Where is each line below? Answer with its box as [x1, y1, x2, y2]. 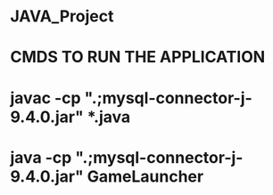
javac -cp [10, 87, 81, 108]
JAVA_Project [10, 6, 114, 27]
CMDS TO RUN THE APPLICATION [10, 47, 266, 68]
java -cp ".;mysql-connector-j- [10, 147, 244, 167]
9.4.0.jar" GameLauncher [10, 167, 204, 186]
